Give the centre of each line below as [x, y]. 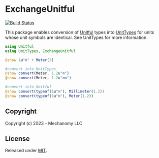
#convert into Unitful [28, 87]
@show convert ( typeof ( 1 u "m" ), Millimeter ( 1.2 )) [55, 92]
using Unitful [20, 46]
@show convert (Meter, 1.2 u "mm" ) [38, 78]
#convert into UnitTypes [31, 69]
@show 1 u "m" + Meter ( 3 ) [30, 60]
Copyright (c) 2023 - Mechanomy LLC [44, 123]
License [17, 139]
